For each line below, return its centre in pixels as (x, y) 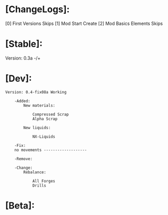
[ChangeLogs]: (37, 9)
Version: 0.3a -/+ (23, 58)
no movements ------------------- (51, 150)
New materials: (39, 105)
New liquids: (37, 128)
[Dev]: (18, 79)
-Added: (22, 101)
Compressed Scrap (51, 114)
